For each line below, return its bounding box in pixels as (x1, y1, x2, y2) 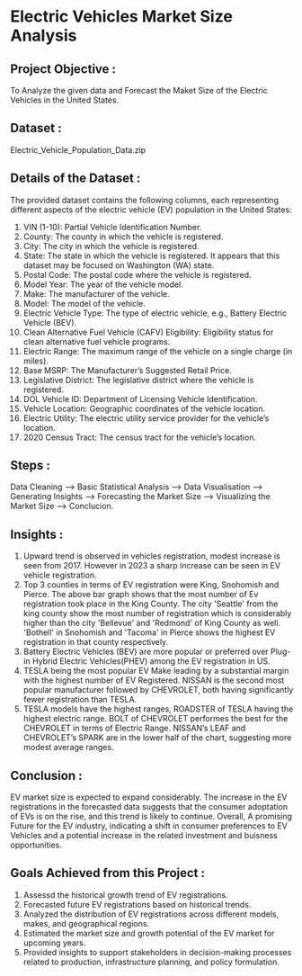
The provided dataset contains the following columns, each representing (10, 194, 280, 205)
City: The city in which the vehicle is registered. (22, 240, 200, 251)
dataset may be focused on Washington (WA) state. (22, 259, 215, 271)
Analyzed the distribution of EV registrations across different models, (22, 909, 280, 919)
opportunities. (10, 839, 62, 851)
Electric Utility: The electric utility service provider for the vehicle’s (22, 412, 270, 424)
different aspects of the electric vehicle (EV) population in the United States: (10, 204, 292, 215)
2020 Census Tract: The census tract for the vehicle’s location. (22, 432, 257, 443)
